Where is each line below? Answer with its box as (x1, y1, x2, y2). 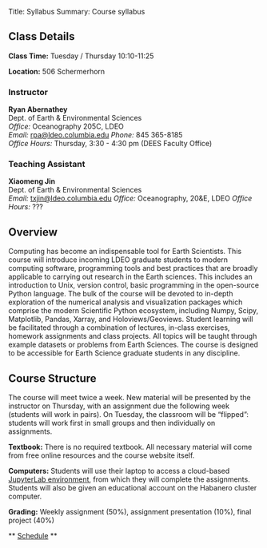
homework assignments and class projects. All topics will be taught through (8, 332, 257, 341)
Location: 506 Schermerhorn (8, 66, 106, 76)
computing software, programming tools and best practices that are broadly (8, 264, 258, 273)
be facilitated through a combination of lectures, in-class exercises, (8, 323, 230, 332)
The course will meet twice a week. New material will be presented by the (8, 393, 251, 403)
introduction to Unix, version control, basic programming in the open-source (8, 280, 260, 290)
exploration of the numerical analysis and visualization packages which (8, 297, 243, 307)
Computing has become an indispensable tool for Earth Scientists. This (8, 247, 242, 256)
